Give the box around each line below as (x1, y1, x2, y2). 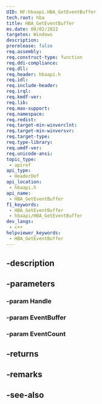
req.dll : (6, 65, 29, 72)
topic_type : (6, 156, 36, 162)
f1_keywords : (6, 202, 39, 208)
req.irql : (6, 88, 32, 94)
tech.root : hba (6, 15, 45, 21)
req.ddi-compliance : (6, 60, 59, 66)
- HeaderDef (8, 173, 39, 180)
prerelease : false (6, 43, 53, 49)
